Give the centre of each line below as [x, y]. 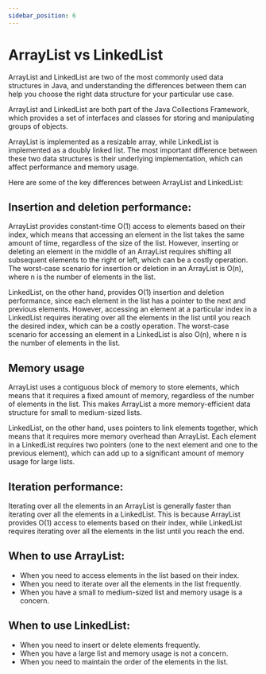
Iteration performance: [66, 487]
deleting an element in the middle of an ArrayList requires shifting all [120, 252]
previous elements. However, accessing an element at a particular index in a [133, 309]
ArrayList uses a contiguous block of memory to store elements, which [124, 387]
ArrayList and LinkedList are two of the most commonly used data [116, 77]
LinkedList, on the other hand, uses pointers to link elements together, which [133, 428]
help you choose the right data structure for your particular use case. [121, 94]
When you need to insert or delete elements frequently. [110, 645]
